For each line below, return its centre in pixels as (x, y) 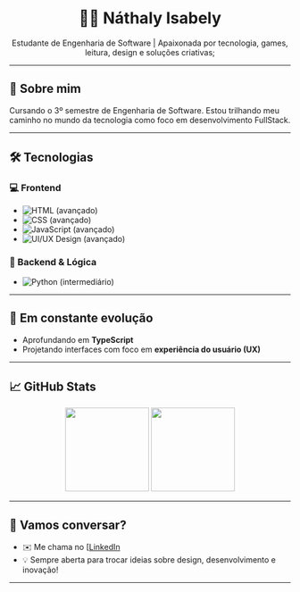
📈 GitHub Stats (53, 386)
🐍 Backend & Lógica (53, 263)
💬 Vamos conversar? (68, 525)
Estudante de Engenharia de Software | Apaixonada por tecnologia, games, (150, 43)
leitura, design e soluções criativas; (150, 52)
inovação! (40, 570)
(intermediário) (87, 281)
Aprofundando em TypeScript (78, 339)
